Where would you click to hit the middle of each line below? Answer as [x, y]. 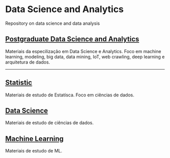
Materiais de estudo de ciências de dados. [50, 123]
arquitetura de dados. [28, 62]
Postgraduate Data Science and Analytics [72, 39]
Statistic [19, 83]
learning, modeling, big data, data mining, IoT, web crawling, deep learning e [85, 57]
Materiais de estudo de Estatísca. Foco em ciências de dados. [70, 95]
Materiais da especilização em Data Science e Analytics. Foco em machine [83, 51]
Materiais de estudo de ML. [34, 151]
